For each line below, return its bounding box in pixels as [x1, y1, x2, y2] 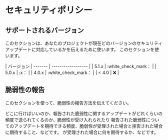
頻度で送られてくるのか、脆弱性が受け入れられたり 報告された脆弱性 [5, 116, 146, 122]
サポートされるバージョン [5, 26, 84, 34]
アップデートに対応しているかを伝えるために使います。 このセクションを [5, 46, 155, 52]
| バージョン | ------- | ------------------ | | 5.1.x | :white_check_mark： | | [5, 63, 156, 69]
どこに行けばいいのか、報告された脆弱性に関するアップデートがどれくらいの [5, 110, 163, 116]
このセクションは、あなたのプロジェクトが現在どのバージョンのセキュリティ [5, 40, 162, 46]
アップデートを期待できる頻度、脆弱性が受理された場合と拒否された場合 [13, 123, 163, 129]
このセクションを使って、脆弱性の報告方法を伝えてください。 [5, 99, 131, 105]
